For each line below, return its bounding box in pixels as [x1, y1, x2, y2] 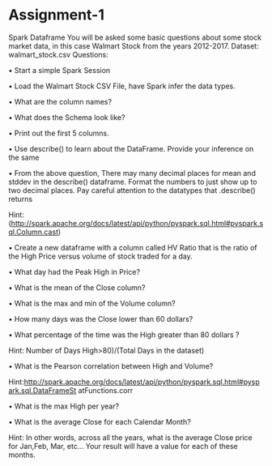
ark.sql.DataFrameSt [8, 385, 77, 395]
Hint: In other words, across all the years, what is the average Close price [8, 432, 253, 442]
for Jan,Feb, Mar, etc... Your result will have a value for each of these [8, 441, 239, 451]
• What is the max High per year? [8, 401, 120, 411]
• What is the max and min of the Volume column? [8, 298, 176, 308]
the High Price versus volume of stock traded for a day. [8, 251, 193, 261]
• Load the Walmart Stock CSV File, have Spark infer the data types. [8, 81, 236, 91]
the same [8, 152, 40, 162]
